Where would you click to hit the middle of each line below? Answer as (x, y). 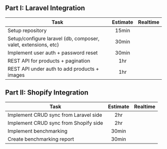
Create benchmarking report (41, 139)
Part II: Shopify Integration (47, 93)
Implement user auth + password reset (53, 52)
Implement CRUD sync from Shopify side (55, 123)
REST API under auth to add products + (53, 69)
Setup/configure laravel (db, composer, (53, 38)
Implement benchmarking (38, 131)
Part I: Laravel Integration (45, 8)
